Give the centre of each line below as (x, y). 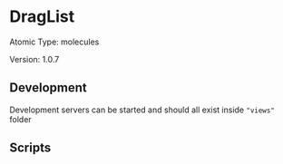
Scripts (30, 148)
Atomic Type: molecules (54, 42)
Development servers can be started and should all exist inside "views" (142, 110)
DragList (42, 17)
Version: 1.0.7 (34, 59)
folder (20, 119)
